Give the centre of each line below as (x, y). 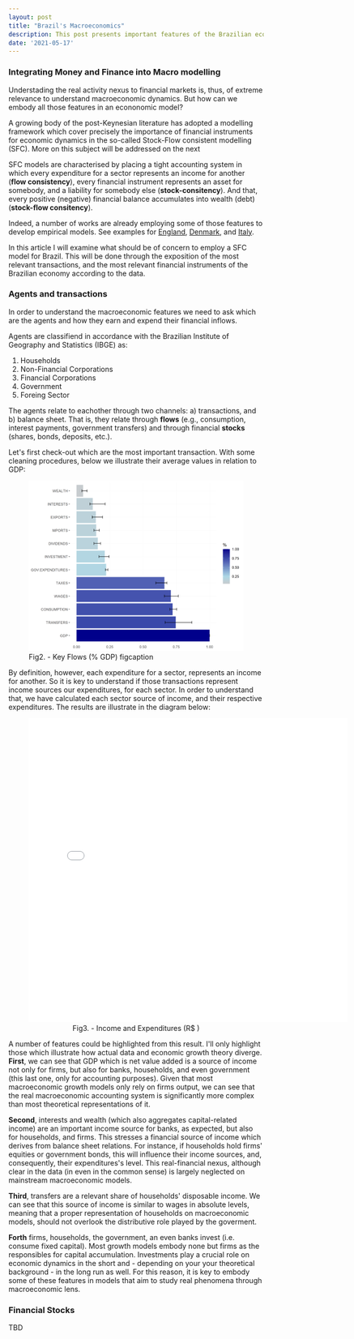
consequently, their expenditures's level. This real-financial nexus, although (135, 1163)
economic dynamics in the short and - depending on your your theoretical (132, 1264)
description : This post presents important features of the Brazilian (130, 34)
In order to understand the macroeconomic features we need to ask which (132, 311)
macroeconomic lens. (45, 1290)
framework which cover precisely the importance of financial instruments (131, 131)
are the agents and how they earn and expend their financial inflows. (123, 320)
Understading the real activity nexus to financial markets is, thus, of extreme (136, 90)
